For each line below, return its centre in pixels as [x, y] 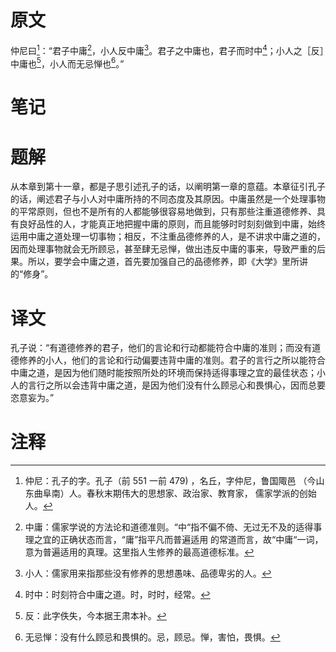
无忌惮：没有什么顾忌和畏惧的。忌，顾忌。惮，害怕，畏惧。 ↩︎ [152, 637]
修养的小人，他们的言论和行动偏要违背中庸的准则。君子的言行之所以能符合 [172, 360]
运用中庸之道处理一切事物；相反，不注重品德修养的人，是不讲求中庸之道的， [168, 237]
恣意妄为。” [32, 398]
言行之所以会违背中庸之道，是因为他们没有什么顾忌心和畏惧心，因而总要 [176, 385]
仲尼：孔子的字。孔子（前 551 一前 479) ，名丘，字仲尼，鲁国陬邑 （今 [170, 481]
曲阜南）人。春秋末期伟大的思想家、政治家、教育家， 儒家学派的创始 [175, 493]
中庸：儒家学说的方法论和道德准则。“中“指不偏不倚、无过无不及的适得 [169, 527]
